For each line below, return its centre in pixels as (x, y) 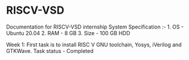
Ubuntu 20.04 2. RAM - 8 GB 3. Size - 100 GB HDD (68, 33)
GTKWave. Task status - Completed (50, 50)
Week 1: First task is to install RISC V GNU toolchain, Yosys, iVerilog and (94, 45)
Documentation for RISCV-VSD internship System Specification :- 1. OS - (95, 27)
